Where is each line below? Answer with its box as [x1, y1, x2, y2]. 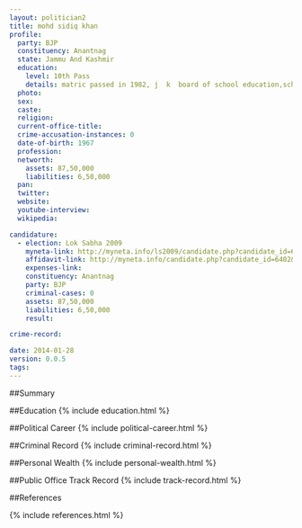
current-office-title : [17, 122, 102, 131]
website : [17, 197, 50, 207]
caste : [17, 105, 42, 114]
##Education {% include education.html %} [9, 405, 171, 416]
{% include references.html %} [9, 509, 124, 520]
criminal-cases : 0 [25, 289, 94, 298]
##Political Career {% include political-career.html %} [9, 422, 209, 433]
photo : [17, 88, 42, 97]
